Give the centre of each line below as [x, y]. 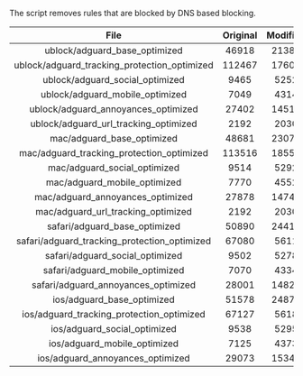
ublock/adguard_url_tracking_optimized [114, 124]
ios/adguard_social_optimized [114, 329]
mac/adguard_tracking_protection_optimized [114, 153]
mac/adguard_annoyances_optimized [114, 197]
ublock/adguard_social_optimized [114, 80]
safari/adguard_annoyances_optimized [114, 285]
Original [240, 35]
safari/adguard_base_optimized [114, 226]
